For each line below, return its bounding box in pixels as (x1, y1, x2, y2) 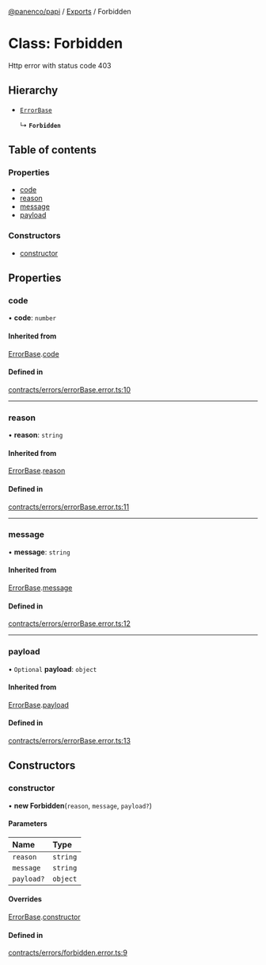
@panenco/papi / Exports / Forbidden (8, 7, 132, 16)
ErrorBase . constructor (8, 913, 81, 922)
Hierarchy (8, 83, 59, 98)
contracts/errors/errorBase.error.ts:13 (8, 735, 131, 745)
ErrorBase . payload (8, 700, 70, 709)
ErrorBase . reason (8, 466, 66, 476)
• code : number (8, 313, 57, 322)
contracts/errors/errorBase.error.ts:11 (8, 502, 129, 511)
